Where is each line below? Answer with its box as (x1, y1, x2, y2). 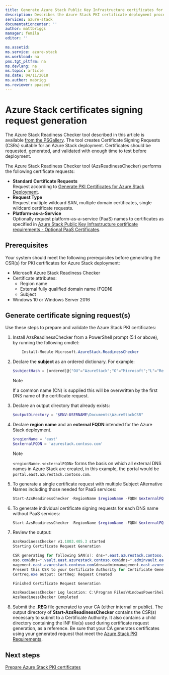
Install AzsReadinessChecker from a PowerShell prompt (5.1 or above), (12, 334, 158, 340)
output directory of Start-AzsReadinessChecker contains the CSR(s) (12, 609, 157, 615)
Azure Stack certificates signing (5, 104, 143, 115)
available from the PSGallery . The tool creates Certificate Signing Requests (5, 137, 160, 143)
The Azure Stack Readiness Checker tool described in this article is (5, 131, 145, 138)
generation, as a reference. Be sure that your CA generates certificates (12, 625, 160, 632)
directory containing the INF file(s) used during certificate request (12, 620, 149, 626)
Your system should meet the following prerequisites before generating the (5, 254, 160, 260)
